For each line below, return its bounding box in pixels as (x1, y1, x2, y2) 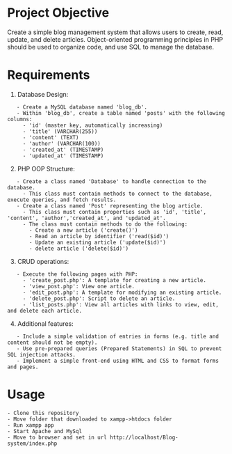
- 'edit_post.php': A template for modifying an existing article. (22, 289, 222, 296)
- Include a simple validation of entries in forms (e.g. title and (16, 333, 219, 340)
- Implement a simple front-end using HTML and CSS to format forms (16, 357, 219, 364)
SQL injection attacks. (7, 351, 76, 358)
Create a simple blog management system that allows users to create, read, (7, 28, 224, 36)
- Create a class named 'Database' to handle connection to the (16, 178, 207, 185)
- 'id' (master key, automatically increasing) (22, 122, 163, 129)
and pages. (7, 363, 39, 370)
